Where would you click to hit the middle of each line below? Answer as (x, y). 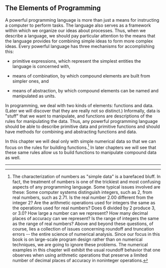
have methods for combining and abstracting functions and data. (71, 132)
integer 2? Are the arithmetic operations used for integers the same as (84, 203)
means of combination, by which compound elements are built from (81, 76)
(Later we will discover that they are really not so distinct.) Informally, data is (83, 111)
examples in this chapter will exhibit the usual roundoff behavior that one (86, 250)
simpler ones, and (31, 81)
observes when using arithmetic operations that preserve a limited (80, 255)
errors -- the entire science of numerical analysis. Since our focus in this (86, 234)
